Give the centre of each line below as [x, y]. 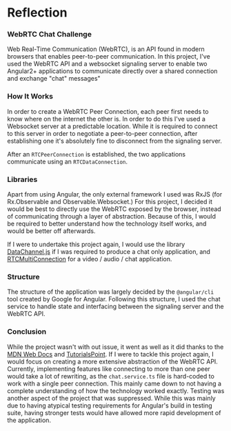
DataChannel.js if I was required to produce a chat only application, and [109, 252]
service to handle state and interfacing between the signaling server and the [115, 307]
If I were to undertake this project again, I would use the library [96, 244]
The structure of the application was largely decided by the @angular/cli [111, 292]
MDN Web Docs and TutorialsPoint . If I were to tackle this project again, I [110, 354]
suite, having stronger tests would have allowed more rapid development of [114, 412]
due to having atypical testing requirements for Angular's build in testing [110, 405]
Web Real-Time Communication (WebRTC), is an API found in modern [106, 49]
